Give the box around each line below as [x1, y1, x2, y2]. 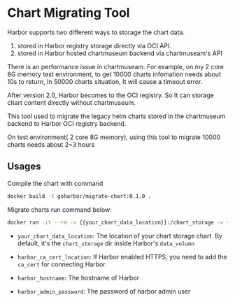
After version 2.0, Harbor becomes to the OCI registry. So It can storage [7, 91, 215, 99]
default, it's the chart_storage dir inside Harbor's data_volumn [17, 239, 194, 247]
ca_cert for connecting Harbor [17, 260, 106, 268]
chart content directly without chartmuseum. [7, 98, 136, 106]
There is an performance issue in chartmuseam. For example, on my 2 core [7, 62, 225, 71]
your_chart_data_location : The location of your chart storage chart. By [17, 231, 222, 240]
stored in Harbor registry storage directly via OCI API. [17, 41, 171, 50]
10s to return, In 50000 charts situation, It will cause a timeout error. [7, 77, 203, 85]
